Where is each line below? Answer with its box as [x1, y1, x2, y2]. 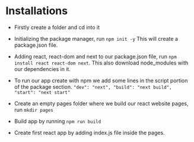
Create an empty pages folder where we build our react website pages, [14, 99, 189, 107]
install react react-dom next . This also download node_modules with [14, 59, 189, 66]
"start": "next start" [14, 89, 71, 95]
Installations [5, 4, 68, 18]
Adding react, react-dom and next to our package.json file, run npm [14, 53, 177, 60]
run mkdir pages [14, 106, 54, 113]
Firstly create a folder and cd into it [14, 24, 100, 31]
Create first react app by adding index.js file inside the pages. [14, 129, 165, 136]
